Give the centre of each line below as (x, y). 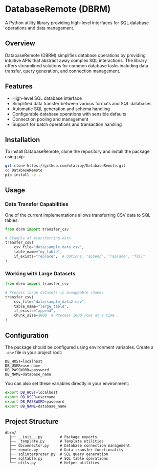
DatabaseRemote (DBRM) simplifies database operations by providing (75, 55)
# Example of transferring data (38, 238)
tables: (12, 220)
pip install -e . (23, 175)
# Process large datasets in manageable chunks (55, 293)
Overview (20, 44)
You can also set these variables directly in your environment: (67, 383)
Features (19, 86)
